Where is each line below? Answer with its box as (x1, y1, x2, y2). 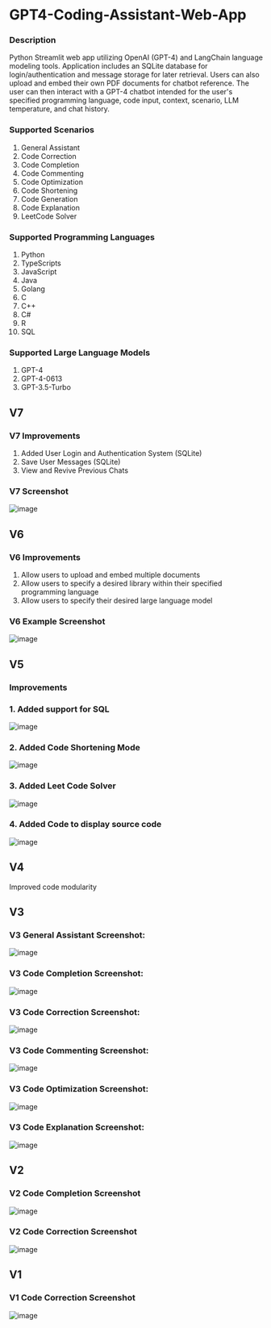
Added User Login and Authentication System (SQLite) (20, 449, 202, 458)
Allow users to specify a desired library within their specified (20, 578, 223, 588)
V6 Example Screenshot (9, 616, 106, 627)
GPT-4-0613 (20, 374, 63, 384)
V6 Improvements (9, 551, 81, 562)
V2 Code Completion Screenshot (9, 1188, 141, 1199)
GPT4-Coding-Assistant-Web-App (9, 6, 247, 24)
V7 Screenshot (9, 486, 69, 497)
